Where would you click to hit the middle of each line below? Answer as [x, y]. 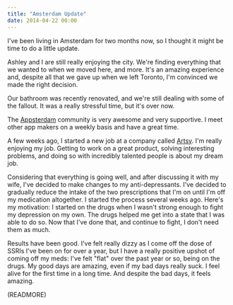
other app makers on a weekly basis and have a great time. [93, 127]
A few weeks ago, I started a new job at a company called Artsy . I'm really [115, 140]
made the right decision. [43, 84]
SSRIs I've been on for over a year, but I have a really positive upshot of [111, 251]
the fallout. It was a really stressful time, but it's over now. [91, 105]
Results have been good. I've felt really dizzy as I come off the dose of [110, 243]
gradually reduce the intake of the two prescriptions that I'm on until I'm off [116, 192]
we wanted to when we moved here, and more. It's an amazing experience [116, 69]
